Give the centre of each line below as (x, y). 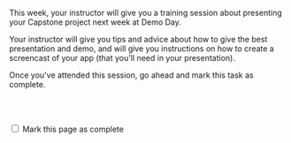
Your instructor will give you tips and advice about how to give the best (138, 39)
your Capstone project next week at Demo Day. (95, 22)
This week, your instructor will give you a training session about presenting (146, 13)
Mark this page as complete (73, 129)
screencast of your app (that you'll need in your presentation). (123, 58)
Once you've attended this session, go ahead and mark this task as (131, 75)
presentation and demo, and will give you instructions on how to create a (142, 49)
